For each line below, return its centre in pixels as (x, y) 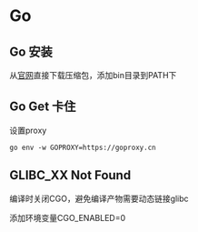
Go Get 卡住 (43, 107)
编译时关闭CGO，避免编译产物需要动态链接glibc (99, 198)
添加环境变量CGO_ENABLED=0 (67, 217)
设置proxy (28, 130)
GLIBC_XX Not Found (70, 175)
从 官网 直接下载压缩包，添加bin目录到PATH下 (93, 75)
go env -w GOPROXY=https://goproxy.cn (83, 147)
